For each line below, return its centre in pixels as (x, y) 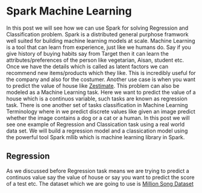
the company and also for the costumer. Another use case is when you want (101, 79)
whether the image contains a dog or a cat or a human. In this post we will (98, 118)
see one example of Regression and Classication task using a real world (96, 124)
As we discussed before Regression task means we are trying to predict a (98, 171)
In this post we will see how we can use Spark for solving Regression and (97, 28)
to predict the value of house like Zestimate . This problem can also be (93, 85)
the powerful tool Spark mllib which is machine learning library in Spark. (96, 137)
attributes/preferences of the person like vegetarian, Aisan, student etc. (95, 60)
